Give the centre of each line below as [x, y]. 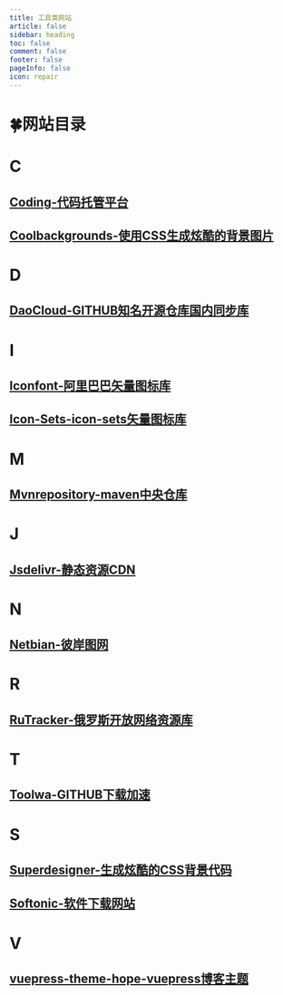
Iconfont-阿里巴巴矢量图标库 [90, 386]
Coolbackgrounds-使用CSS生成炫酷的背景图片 [141, 235]
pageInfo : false [40, 69]
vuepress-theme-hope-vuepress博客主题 [129, 978]
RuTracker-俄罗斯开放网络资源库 [101, 720]
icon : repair [34, 77]
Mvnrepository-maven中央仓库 [98, 495]
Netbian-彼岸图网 [59, 645]
